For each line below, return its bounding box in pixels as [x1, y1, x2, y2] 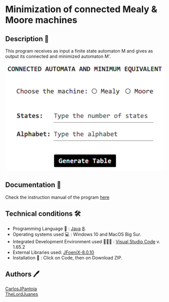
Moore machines [5, 14, 77, 26]
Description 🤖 [5, 34, 49, 43]
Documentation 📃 [5, 181, 62, 190]
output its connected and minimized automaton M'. [5, 53, 111, 59]
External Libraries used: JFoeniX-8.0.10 [12, 249, 95, 255]
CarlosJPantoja [5, 286, 37, 292]
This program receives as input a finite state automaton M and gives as [5, 48, 153, 54]
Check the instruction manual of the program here [5, 194, 110, 200]
